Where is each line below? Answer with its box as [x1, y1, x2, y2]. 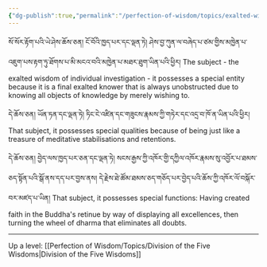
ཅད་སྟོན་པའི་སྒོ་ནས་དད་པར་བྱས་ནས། [8, 173, 98, 183]
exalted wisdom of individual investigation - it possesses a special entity [8, 73, 245, 83]
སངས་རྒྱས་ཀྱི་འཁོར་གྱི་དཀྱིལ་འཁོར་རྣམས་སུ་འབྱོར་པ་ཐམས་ [116, 153, 257, 163]
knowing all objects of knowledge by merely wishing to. [8, 90, 191, 100]
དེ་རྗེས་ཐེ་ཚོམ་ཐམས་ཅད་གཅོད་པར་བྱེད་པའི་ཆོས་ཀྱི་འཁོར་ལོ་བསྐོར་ [99, 173, 256, 183]
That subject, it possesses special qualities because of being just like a [8, 125, 241, 135]
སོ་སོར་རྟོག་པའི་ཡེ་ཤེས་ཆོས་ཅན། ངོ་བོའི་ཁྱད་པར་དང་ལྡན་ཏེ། [8, 37, 148, 46]
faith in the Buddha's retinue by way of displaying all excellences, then [8, 209, 239, 219]
